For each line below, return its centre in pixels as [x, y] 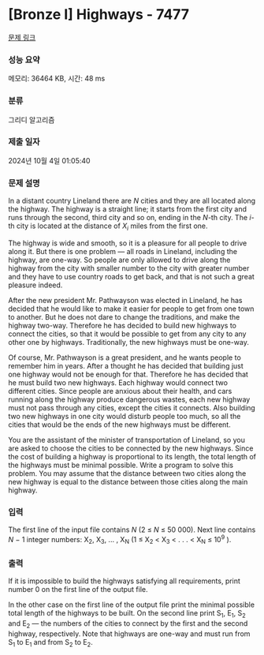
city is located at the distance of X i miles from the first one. [112, 226]
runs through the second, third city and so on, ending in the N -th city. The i [130, 218]
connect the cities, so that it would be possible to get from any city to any [127, 334]
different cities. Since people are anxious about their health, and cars [120, 391]
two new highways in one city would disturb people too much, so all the [125, 416]
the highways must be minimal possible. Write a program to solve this [121, 465]
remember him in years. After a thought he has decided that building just [126, 365]
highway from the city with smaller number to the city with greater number [129, 268]
